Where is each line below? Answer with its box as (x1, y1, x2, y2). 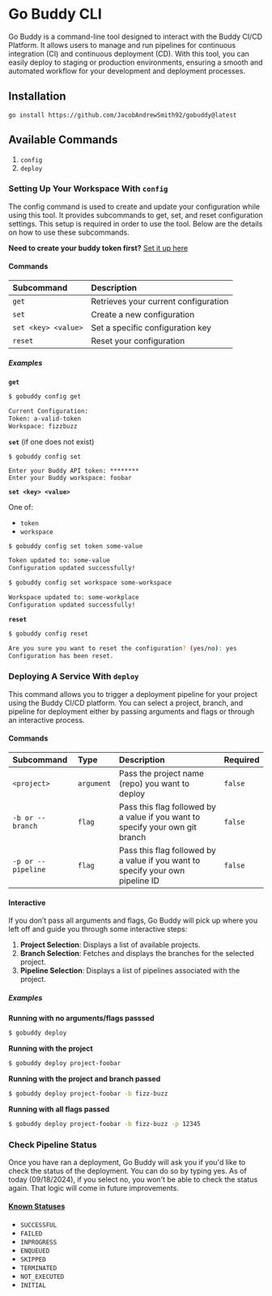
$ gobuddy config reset (8, 629, 89, 638)
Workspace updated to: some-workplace (8, 593, 139, 601)
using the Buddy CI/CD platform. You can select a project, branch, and (8, 698, 244, 707)
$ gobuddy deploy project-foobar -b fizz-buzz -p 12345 (8, 1120, 201, 1128)
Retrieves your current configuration (91, 296, 229, 308)
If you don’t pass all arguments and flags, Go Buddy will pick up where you (8, 916, 258, 925)
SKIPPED (19, 1256, 46, 1264)
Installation (8, 90, 66, 104)
